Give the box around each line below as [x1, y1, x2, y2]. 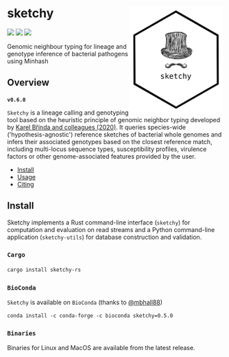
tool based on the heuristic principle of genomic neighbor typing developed [7, 115, 221, 124]
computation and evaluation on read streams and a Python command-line [7, 225, 215, 233]
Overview [7, 77, 50, 89]
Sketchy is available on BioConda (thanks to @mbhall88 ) [7, 298, 163, 307]
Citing [16, 180, 34, 188]
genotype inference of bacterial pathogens [7, 49, 128, 58]
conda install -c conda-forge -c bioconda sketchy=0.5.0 [7, 312, 173, 319]
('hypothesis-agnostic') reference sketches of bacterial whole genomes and [7, 130, 222, 139]
